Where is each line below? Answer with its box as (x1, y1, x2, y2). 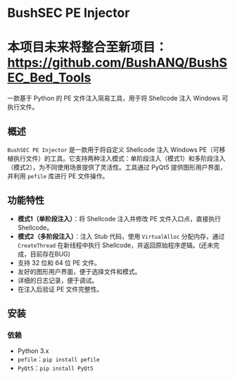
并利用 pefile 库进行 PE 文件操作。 (7, 171, 109, 180)
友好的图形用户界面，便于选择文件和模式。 (17, 267, 141, 275)
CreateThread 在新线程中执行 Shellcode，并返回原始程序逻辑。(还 (17, 241, 208, 249)
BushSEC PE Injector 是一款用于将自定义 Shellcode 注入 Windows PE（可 (7, 145, 220, 154)
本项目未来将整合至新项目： (7, 39, 168, 56)
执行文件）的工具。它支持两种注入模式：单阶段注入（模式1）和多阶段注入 (13, 154, 226, 163)
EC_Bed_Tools (7, 70, 91, 86)
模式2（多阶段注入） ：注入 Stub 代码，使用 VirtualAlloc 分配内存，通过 (17, 232, 225, 240)
